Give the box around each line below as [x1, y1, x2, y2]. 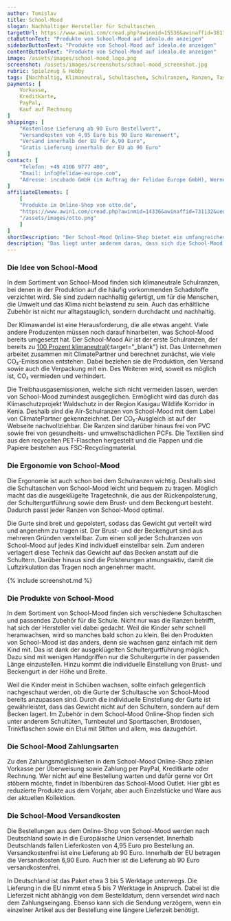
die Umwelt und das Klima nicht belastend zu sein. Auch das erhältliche [7, 300, 210, 309]
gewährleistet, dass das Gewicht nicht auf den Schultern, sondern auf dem [7, 702, 219, 711]
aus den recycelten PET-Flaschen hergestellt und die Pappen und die [7, 436, 203, 445]
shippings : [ [7, 118, 45, 126]
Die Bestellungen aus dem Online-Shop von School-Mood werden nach [7, 826, 210, 835]
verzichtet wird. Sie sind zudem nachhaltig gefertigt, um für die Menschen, [7, 293, 219, 301]
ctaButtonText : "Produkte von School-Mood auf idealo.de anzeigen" [7, 36, 205, 43]
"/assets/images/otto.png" [19, 214, 97, 221]
